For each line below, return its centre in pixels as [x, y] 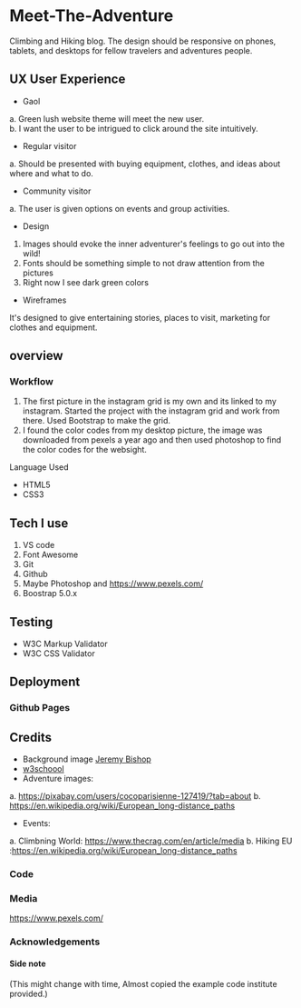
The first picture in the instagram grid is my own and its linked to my [149, 402]
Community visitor [57, 191]
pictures [38, 273]
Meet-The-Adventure [92, 16]
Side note [28, 963]
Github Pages [40, 708]
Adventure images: [58, 779]
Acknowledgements [55, 942]
